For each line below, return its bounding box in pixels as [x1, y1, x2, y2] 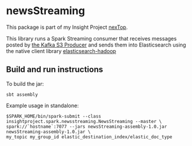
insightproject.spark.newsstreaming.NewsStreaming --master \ [6, 118, 162, 124]
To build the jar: [6, 80, 44, 87]
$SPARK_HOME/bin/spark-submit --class [6, 113, 101, 119]
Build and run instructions [6, 65, 104, 75]
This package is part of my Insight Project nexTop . [6, 24, 128, 31]
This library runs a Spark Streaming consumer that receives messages [6, 35, 177, 42]
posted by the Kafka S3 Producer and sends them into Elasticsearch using [6, 41, 187, 48]
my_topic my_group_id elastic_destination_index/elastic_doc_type [6, 134, 173, 140]
